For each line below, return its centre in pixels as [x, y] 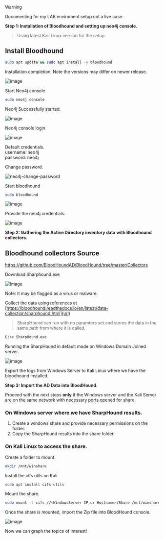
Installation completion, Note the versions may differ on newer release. [76, 72]
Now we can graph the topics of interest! [46, 531]
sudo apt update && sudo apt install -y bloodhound [59, 62]
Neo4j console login [25, 128]
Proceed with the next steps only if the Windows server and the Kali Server [81, 395]
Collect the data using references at [41, 303]
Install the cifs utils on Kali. [32, 475]
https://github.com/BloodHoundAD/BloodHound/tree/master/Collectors [76, 265]
